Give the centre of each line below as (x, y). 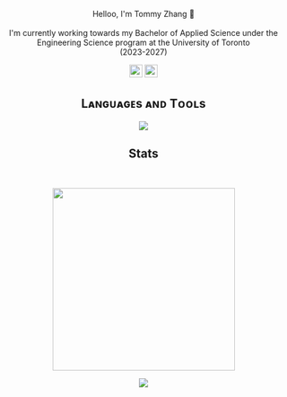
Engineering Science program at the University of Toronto (143, 42)
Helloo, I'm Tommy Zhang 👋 (143, 14)
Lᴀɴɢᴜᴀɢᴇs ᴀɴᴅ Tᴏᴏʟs (143, 104)
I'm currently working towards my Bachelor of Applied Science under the (143, 33)
